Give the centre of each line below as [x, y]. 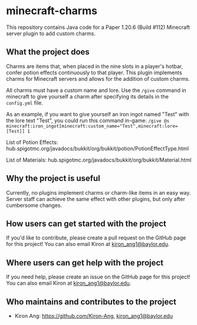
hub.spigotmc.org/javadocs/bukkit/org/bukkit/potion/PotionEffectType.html [98, 148]
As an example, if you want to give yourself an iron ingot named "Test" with [98, 114]
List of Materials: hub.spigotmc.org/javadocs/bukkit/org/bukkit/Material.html [99, 160]
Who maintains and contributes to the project [91, 302]
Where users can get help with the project [85, 263]
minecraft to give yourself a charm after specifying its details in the [88, 96]
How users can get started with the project [86, 223]
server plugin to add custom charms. [51, 33]
